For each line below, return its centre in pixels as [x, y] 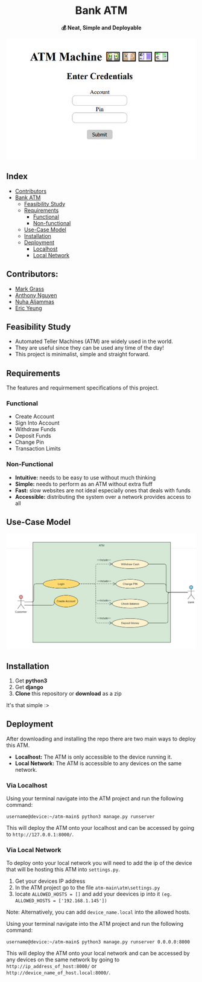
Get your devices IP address [50, 881]
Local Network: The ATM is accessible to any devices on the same [98, 763]
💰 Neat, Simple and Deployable [101, 27]
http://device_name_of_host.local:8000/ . [58, 972]
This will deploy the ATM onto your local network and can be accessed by [98, 953]
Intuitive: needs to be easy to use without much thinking [85, 477]
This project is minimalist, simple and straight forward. [82, 355]
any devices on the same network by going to [63, 960]
